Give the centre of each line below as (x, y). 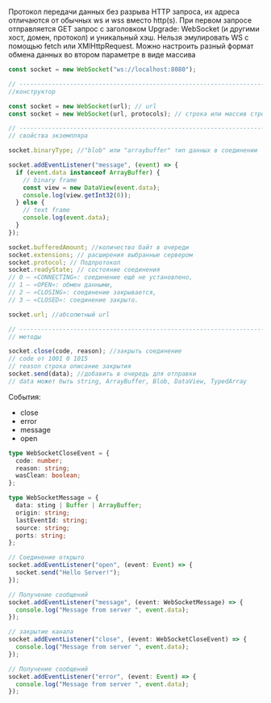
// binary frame (50, 180)
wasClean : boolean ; (48, 476)
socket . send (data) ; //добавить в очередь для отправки (102, 374)
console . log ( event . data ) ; (67, 218)
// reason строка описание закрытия (70, 366)
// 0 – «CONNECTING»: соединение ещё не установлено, (101, 277)
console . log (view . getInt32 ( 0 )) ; (77, 195)
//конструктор (32, 91)
